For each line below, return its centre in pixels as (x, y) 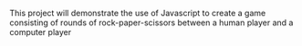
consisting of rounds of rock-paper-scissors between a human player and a (151, 23)
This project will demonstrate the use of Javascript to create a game (138, 13)
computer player (40, 32)
